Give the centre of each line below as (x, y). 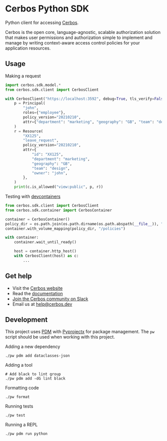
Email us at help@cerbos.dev (42, 304)
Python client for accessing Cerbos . (42, 22)
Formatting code (22, 388)
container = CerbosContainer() (38, 219)
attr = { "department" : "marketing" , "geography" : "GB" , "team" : (89, 122)
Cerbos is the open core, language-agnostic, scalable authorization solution (83, 32)
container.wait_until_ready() (45, 242)
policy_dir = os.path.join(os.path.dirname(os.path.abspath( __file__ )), (82, 224)
